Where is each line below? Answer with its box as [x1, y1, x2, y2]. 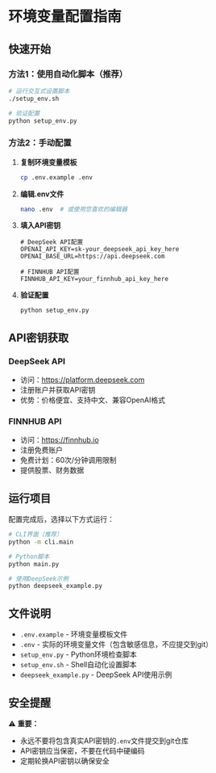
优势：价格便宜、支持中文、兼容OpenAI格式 [19, 395, 165, 405]
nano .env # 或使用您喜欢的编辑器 [19, 205, 127, 213]
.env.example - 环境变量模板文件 [19, 629, 128, 639]
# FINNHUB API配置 [19, 268, 80, 276]
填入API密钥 [19, 221, 61, 230]
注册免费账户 [19, 445, 63, 455]
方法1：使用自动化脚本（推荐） [8, 68, 128, 79]
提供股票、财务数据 [19, 465, 85, 475]
